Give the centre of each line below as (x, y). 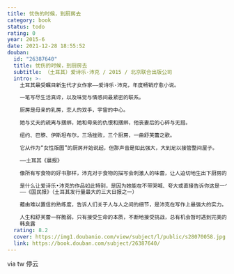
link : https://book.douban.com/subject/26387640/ (87, 243)
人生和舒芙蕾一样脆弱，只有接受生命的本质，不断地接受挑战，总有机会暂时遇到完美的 (124, 218)
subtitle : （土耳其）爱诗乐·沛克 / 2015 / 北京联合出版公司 (93, 72)
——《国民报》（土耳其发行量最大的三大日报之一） (79, 192)
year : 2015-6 (26, 40)
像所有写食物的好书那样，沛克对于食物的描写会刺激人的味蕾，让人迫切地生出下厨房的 (124, 173)
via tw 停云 (23, 264)
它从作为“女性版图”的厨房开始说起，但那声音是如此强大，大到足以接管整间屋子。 (119, 148)
